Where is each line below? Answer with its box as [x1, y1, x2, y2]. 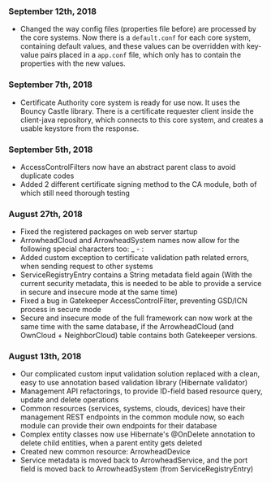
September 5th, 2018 [8, 144, 93, 155]
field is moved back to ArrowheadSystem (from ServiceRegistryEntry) [19, 464, 254, 474]
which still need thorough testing [19, 188, 130, 198]
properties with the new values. [19, 59, 126, 68]
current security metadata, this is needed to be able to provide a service [19, 279, 262, 289]
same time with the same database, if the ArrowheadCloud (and [19, 322, 234, 332]
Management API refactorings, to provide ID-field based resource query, [19, 386, 263, 396]
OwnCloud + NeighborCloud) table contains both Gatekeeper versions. [19, 331, 258, 341]
